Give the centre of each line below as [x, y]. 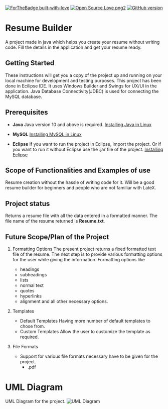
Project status [28, 203]
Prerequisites [27, 112]
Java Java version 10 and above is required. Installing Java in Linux [82, 124]
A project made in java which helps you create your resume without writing [82, 42]
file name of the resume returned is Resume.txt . [55, 221]
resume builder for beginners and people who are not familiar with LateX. [81, 188]
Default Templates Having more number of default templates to [85, 321]
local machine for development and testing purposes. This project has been [83, 80]
